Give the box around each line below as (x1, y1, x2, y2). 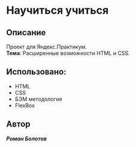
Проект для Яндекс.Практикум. (6, 43, 87, 50)
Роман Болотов (6, 135, 47, 142)
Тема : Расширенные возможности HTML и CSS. (6, 50, 130, 57)
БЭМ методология (14, 95, 62, 102)
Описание (6, 27, 46, 38)
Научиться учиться (6, 4, 109, 17)
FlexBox (14, 102, 35, 109)
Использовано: (6, 67, 67, 77)
